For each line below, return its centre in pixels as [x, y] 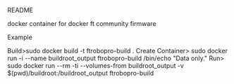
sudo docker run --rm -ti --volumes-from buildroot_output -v [96, 65]
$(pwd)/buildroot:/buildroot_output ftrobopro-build [80, 73]
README [20, 10]
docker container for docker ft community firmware [82, 23]
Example [20, 37]
